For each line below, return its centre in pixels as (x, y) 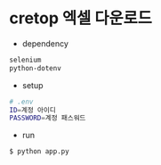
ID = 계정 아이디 (32, 110)
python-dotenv (36, 68)
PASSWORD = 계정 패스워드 (48, 118)
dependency (45, 43)
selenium (25, 60)
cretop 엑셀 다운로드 (81, 18)
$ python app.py (39, 152)
